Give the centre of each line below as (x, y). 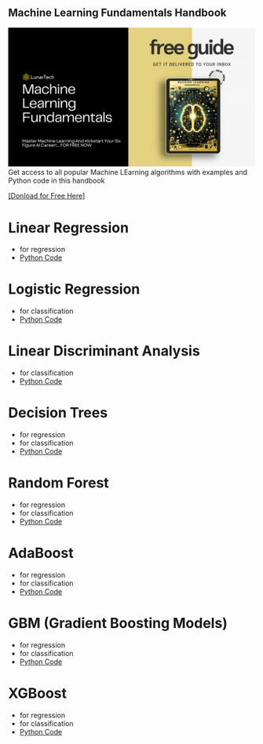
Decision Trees (58, 413)
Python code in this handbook (57, 181)
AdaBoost (41, 553)
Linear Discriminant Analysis (104, 351)
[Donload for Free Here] (47, 196)
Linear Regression (69, 228)
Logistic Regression (74, 289)
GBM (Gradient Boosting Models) (118, 624)
